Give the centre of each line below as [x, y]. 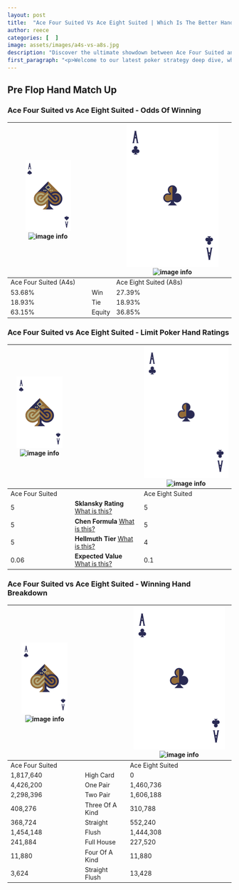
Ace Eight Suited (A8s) [150, 283]
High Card [100, 775]
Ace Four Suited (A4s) [43, 283]
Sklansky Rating [99, 504]
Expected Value [99, 556]
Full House [100, 842]
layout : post [27, 15]
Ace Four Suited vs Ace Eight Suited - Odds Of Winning [104, 111]
